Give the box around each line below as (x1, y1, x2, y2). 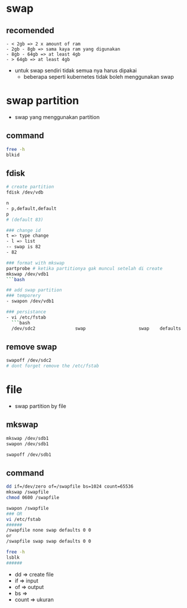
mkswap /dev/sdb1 (6, 435, 49, 441)
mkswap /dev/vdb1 (6, 271, 49, 277)
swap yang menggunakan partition (14, 113, 100, 120)
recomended (6, 25, 54, 36)
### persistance (6, 309, 46, 315)
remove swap (6, 342, 57, 352)
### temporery (6, 292, 41, 299)
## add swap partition (6, 287, 62, 293)
